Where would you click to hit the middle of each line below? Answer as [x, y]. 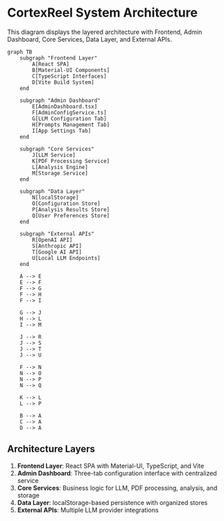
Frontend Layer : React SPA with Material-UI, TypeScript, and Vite [111, 466]
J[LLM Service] [54, 155]
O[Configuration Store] [66, 203]
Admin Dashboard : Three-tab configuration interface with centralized [117, 473]
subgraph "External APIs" [57, 233]
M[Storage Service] [60, 173]
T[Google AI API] [57, 252]
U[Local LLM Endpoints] [66, 258]
